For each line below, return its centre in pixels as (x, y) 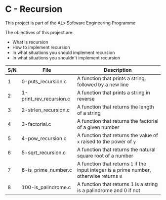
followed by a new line (103, 84)
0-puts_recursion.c (44, 81)
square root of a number (105, 155)
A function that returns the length (115, 106)
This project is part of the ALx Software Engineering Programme (70, 23)
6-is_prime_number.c (47, 170)
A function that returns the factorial (118, 121)
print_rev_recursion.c (46, 99)
